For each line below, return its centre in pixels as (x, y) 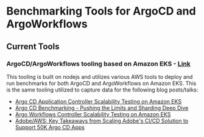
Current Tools (33, 46)
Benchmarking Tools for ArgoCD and (101, 11)
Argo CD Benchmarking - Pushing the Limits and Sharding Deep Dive (102, 108)
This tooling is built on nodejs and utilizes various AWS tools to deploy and (100, 76)
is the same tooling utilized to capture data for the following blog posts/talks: (102, 90)
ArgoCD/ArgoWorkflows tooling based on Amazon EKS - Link (98, 64)
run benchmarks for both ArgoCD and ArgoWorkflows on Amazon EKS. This (101, 83)
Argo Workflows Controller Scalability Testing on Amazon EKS (93, 114)
